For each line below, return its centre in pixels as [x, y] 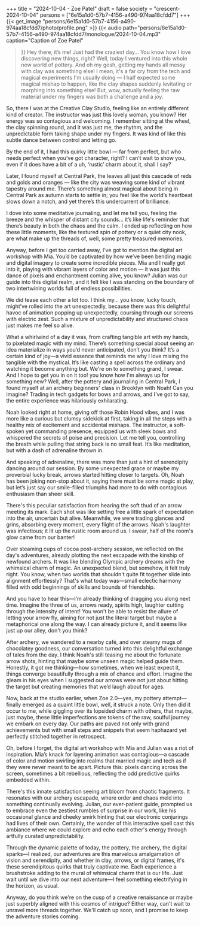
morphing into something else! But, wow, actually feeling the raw [100, 90]
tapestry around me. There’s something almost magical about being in [92, 189]
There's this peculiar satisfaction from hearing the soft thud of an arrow [94, 505]
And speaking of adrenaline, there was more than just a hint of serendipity [97, 462]
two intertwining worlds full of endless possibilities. [69, 288]
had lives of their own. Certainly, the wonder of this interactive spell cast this [100, 823]
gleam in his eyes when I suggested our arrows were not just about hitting [97, 680]
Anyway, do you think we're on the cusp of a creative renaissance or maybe [99, 897]
